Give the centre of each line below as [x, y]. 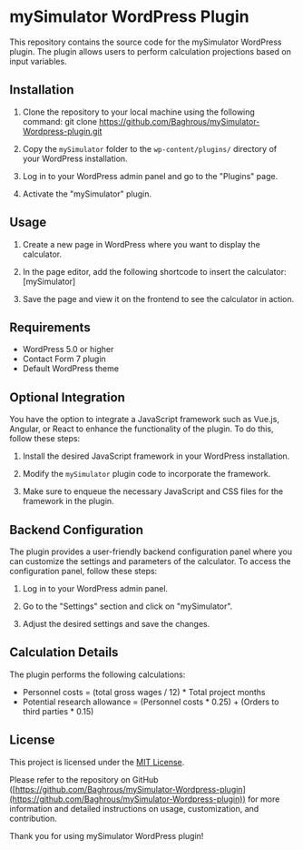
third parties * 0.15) [58, 711]
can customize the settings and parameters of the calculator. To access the [150, 561]
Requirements [50, 327]
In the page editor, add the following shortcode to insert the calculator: [155, 271]
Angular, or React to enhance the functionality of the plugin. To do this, [142, 429]
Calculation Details [64, 653]
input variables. [38, 61]
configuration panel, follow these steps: [83, 571]
